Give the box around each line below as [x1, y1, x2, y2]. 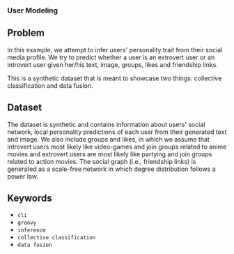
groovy [17, 219, 37, 227]
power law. [7, 172, 38, 180]
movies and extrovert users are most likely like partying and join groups [7, 149, 212, 158]
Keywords [7, 192, 52, 204]
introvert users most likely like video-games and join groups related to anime [7, 142, 227, 151]
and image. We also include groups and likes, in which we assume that [7, 135, 210, 143]
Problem [7, 27, 45, 39]
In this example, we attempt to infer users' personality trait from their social [7, 45, 223, 54]
